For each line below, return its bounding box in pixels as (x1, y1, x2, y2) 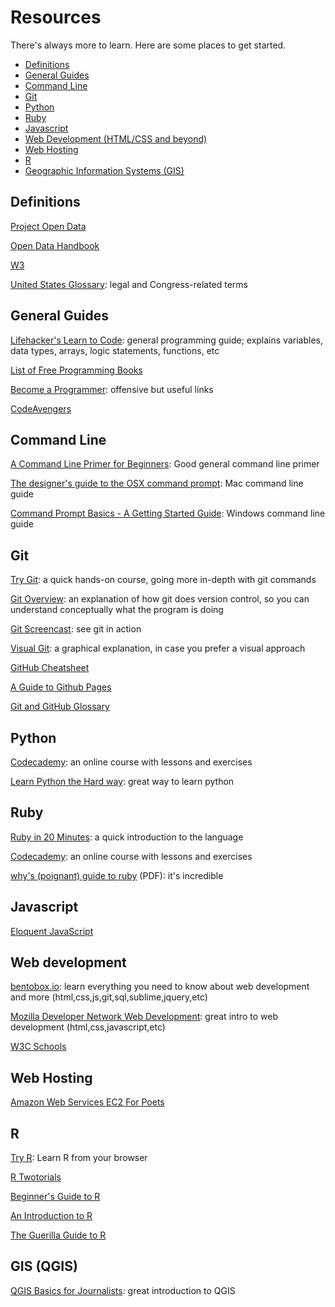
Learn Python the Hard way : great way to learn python (10, 776, 235, 787)
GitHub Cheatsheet (10, 662, 90, 674)
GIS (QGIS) (10, 1258, 78, 1275)
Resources (10, 6, 102, 29)
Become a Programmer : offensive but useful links (10, 383, 214, 395)
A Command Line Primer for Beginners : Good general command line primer (10, 458, 320, 470)
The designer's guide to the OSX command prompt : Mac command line (10, 477, 304, 490)
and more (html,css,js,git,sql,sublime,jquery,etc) (10, 991, 208, 1003)
